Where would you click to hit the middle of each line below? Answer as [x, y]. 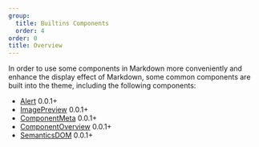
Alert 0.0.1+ [38, 101]
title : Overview [35, 46]
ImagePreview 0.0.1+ [54, 110]
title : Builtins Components [63, 23]
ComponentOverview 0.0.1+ [66, 127]
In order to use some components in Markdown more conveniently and [125, 68]
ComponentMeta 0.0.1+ [59, 118]
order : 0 [23, 38]
